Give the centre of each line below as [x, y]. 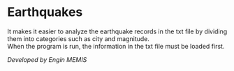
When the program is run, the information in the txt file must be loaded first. [116, 46]
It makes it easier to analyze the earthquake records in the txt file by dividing [117, 31]
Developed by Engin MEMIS [47, 59]
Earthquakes [45, 12]
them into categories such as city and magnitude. [79, 38]
